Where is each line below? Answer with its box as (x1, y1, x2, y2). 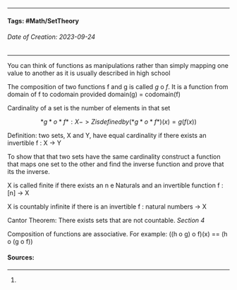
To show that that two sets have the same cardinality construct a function (7, 152, 221, 161)
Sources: (7, 253, 35, 262)
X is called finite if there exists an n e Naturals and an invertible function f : (7, 181, 224, 190)
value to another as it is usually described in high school (7, 69, 171, 77)
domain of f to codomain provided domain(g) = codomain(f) (7, 90, 181, 98)
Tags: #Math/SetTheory (7, 16, 80, 25)
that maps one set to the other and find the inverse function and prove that (7, 160, 224, 168)
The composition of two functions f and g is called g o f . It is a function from (7, 82, 229, 91)
